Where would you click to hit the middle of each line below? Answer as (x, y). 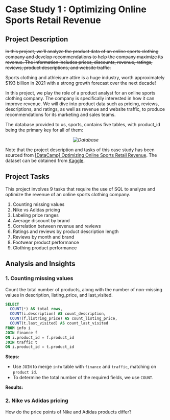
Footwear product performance (46, 242)
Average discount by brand (41, 220)
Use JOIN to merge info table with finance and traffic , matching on (84, 367)
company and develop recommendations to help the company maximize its (84, 57)
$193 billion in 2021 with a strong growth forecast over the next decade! (81, 83)
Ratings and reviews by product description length (66, 231)
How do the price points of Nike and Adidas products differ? (68, 412)
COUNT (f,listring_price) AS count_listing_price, (64, 319)
